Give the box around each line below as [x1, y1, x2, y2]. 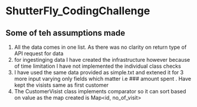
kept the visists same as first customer [14, 81, 109, 89]
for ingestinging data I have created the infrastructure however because [14, 56, 190, 63]
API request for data [14, 50, 63, 57]
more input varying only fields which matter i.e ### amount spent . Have [14, 75, 191, 82]
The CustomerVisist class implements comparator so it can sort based [14, 88, 186, 95]
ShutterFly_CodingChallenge [5, 4, 151, 18]
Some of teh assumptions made [5, 28, 125, 38]
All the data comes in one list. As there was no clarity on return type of [14, 43, 187, 51]
